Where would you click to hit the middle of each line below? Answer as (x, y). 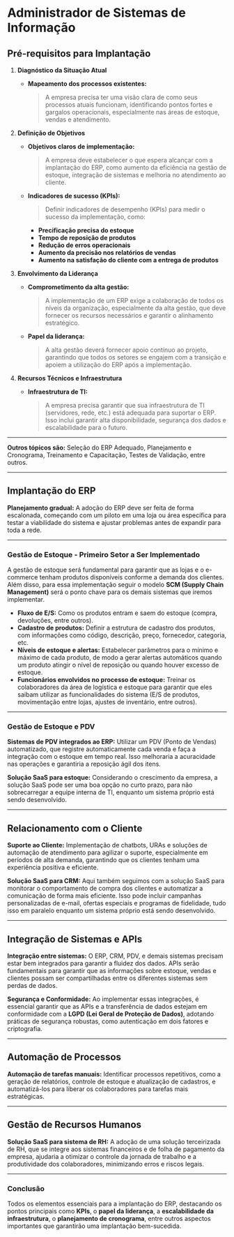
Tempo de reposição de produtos (87, 238)
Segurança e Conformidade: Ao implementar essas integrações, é (103, 999)
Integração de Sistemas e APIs (75, 939)
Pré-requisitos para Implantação (79, 53)
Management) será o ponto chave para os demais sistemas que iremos (110, 592)
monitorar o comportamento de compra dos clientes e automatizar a (105, 889)
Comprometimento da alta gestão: (78, 287)
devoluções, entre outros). (55, 621)
